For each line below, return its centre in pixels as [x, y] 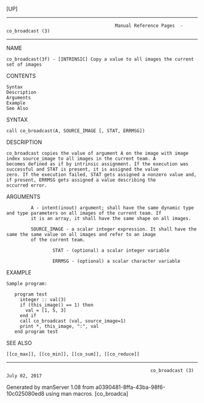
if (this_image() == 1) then [57, 305]
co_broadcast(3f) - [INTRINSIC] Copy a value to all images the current [100, 59]
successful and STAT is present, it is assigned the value [83, 169]
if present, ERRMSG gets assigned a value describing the [81, 180]
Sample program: [27, 284]
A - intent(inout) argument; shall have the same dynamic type [112, 208]
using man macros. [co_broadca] [87, 394]
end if [28, 316]
